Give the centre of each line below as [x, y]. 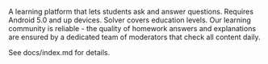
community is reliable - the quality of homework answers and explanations [132, 28]
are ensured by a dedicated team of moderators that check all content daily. [134, 37]
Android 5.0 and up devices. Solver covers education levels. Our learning [130, 20]
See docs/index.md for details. [59, 52]
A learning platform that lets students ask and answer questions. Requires [131, 12]
